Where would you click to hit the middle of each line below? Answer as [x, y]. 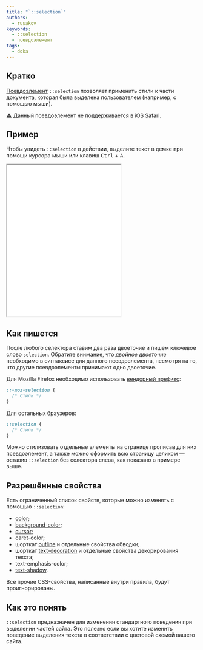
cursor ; [24, 532]
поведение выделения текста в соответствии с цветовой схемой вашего [101, 635]
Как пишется [32, 333]
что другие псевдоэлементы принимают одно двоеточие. [81, 368]
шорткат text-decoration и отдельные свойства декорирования [97, 551]
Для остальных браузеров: [42, 413]
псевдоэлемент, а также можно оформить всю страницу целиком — [95, 454]
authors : [17, 18]
